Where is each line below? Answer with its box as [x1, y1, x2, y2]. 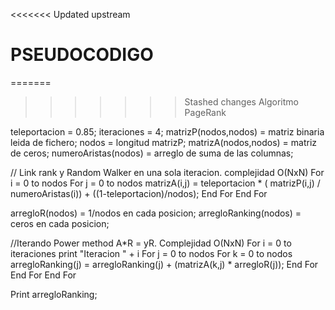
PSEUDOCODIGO [10, 44, 154, 66]
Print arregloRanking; [10, 288, 98, 300]
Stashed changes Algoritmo [184, 95, 299, 108]
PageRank [184, 106, 227, 118]
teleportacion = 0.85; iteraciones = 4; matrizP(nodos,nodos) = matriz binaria [10, 125, 325, 138]
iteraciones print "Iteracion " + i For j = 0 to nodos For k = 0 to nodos [10, 247, 293, 259]
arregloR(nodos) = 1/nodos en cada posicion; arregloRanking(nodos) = [10, 207, 302, 219]
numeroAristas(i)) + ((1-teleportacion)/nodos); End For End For [10, 187, 268, 199]
